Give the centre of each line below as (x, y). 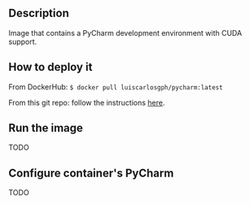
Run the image (46, 128)
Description (39, 13)
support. (23, 41)
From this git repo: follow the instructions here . (87, 102)
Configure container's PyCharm (91, 173)
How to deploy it (50, 67)
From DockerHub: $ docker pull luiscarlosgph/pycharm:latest (116, 87)
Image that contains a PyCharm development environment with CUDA (125, 33)
